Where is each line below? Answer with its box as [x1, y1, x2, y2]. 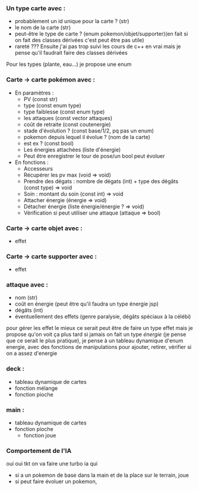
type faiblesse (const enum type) [23, 108, 105, 115]
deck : [6, 364, 25, 373]
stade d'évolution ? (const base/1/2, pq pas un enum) [23, 127, 154, 134]
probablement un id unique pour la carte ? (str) [14, 18, 129, 25]
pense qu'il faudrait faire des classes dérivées [14, 49, 128, 56]
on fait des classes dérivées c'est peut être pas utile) [14, 37, 144, 44]
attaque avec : [6, 281, 49, 289]
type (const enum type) [23, 102, 81, 109]
